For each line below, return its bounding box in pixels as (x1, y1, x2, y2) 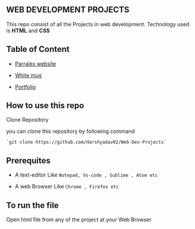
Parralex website (14, 60, 57, 67)
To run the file (6, 200, 59, 211)
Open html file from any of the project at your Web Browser (6, 216, 152, 223)
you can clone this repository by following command (6, 128, 135, 135)
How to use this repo (6, 101, 85, 111)
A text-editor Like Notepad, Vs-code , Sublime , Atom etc (14, 171, 158, 178)
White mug (14, 72, 42, 79)
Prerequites (6, 155, 51, 166)
